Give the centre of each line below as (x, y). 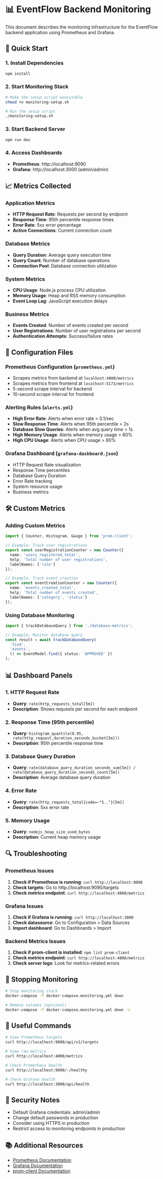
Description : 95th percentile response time (58, 743)
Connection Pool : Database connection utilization (65, 266)
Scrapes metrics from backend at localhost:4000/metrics (73, 378)
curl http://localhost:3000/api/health (47, 1084)
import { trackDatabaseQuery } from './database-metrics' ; (69, 626)
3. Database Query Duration (40, 757)
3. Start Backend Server (35, 129)
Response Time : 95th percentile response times (63, 220)
